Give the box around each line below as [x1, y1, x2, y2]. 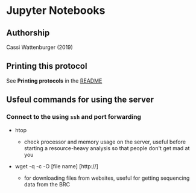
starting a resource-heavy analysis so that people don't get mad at [24, 144, 190, 151]
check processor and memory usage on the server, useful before [24, 138, 186, 145]
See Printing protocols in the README [6, 77, 103, 84]
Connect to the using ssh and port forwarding [6, 113, 142, 121]
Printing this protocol [6, 61, 87, 71]
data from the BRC [24, 180, 71, 188]
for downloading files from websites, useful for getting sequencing [24, 174, 190, 182]
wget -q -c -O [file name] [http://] [14, 162, 98, 169]
